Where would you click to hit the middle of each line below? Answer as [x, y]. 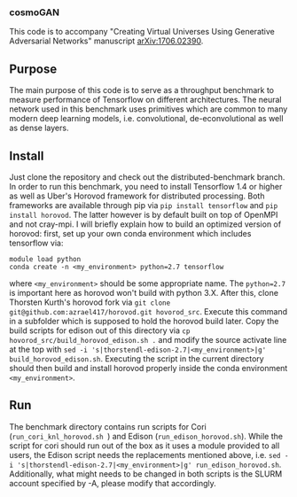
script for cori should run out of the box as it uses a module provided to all [145, 446]
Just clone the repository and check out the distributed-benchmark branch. [147, 177]
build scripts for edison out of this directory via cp [100, 330]
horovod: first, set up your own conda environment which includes [130, 233]
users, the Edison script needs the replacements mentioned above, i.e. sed [145, 454]
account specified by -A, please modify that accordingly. [113, 483]
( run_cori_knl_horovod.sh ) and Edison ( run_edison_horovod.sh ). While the [146, 436]
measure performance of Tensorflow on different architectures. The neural [145, 100]
